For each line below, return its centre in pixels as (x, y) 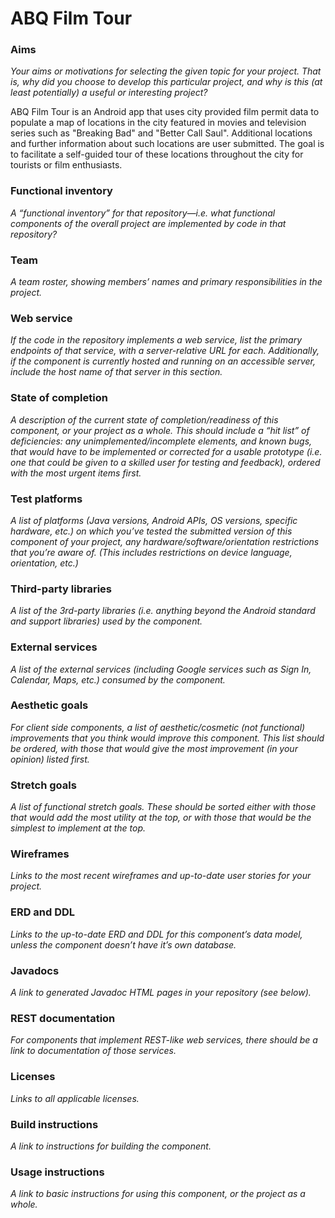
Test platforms (46, 499)
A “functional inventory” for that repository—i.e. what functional (143, 213)
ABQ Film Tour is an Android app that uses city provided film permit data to (165, 112)
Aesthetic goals (49, 705)
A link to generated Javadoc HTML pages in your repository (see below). (161, 993)
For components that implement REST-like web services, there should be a (164, 1040)
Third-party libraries (61, 589)
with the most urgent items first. (76, 473)
